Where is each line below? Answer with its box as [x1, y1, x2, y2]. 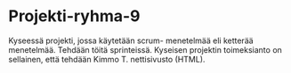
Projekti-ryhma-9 [8, 6, 141, 26]
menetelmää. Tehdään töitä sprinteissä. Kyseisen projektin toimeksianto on [8, 44, 282, 55]
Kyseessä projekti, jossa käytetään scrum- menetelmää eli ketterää [8, 35, 255, 46]
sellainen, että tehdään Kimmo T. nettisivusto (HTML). [8, 54, 206, 64]
